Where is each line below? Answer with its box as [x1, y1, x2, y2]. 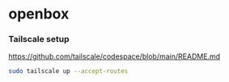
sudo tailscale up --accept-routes [8, 68, 129, 76]
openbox [8, 5, 70, 23]
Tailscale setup [8, 34, 70, 45]
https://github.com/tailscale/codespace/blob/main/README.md [8, 51, 221, 61]
